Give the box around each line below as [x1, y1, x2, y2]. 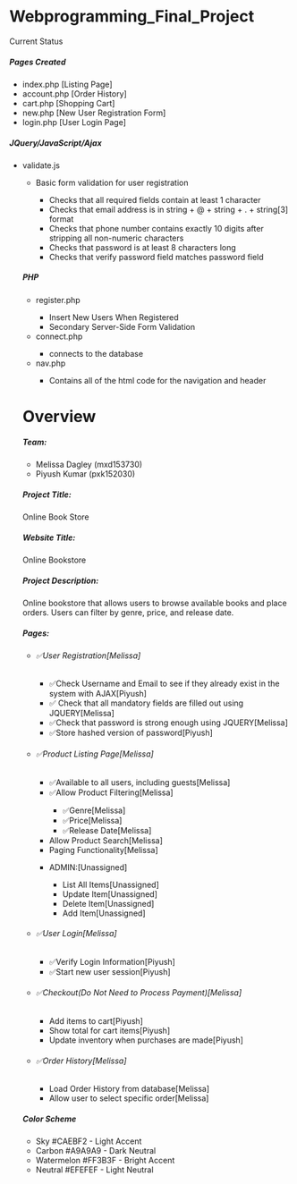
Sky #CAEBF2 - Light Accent [35, 1136, 142, 1146]
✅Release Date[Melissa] [62, 825, 152, 835]
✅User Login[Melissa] [35, 928, 118, 939]
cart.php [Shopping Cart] [21, 97, 115, 108]
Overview [21, 407, 97, 427]
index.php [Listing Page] [21, 79, 113, 89]
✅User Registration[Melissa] [35, 650, 141, 661]
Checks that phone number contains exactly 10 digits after [48, 223, 264, 233]
